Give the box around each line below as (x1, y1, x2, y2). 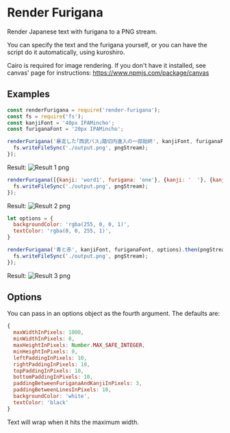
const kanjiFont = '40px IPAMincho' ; (7, 119, 115, 126)
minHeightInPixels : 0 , (13, 348, 78, 355)
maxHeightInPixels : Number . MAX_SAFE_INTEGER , (13, 342, 146, 349)
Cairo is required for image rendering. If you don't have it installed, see (7, 61, 207, 69)
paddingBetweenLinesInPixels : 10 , (13, 386, 112, 393)
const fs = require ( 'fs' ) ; (7, 113, 84, 120)
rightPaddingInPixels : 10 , (13, 361, 90, 368)
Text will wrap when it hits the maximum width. (7, 418, 139, 426)
